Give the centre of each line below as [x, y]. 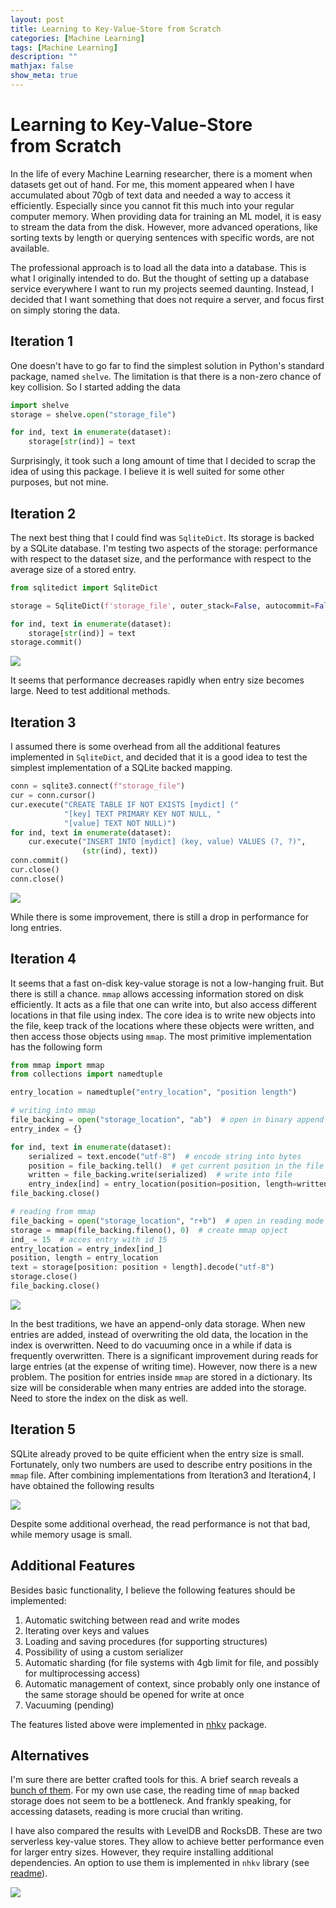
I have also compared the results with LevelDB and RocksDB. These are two [166, 1831]
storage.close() [44, 1277]
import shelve [40, 405]
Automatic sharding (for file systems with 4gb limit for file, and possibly [172, 1662]
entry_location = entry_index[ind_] [86, 1249]
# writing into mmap [53, 1111]
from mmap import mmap [57, 1065]
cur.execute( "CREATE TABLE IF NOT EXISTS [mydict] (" [125, 804]
